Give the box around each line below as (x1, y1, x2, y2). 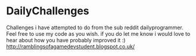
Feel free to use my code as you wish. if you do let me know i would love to (6, 30, 191, 37)
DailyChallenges (6, 4, 89, 18)
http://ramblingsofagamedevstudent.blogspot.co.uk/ (6, 43, 135, 50)
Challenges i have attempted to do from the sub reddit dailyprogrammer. (6, 24, 183, 31)
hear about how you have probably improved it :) (6, 36, 126, 43)
